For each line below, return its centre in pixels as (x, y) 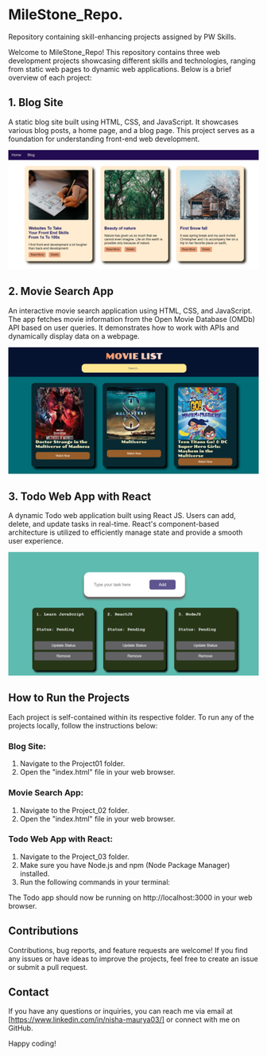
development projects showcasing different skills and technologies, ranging (132, 61)
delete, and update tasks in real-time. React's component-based (114, 524)
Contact (29, 992)
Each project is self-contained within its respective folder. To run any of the (131, 717)
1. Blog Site (36, 102)
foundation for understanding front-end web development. (104, 139)
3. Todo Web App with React (80, 496)
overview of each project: (50, 77)
